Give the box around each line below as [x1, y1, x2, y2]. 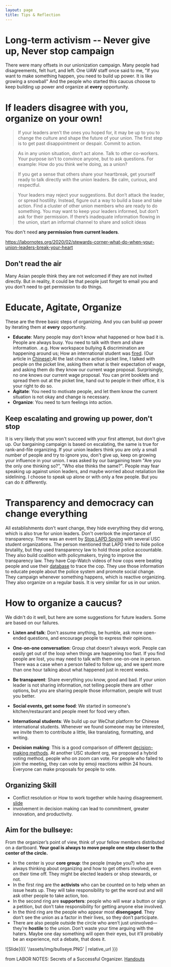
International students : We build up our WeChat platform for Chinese [12, 718, 159, 724]
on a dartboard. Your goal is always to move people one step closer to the [5, 845, 163, 851]
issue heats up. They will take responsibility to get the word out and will [12, 887, 163, 893]
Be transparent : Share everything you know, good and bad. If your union [12, 676, 166, 682]
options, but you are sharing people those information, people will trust [12, 687, 162, 694]
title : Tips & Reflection [5, 12, 60, 17]
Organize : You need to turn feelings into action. [12, 399, 113, 405]
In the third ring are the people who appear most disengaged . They [12, 909, 155, 915]
